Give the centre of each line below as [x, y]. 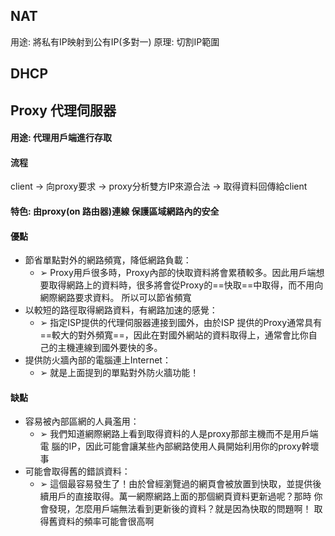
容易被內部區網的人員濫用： [82, 421]
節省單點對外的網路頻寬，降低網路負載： [108, 260]
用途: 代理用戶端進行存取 [61, 138]
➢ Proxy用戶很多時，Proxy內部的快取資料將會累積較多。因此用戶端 [178, 273]
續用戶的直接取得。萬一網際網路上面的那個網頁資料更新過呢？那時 [175, 496]
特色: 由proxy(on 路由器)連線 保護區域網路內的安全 [115, 211]
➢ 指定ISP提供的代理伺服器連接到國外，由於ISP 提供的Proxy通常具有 [181, 323]
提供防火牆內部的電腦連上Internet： [98, 360]
